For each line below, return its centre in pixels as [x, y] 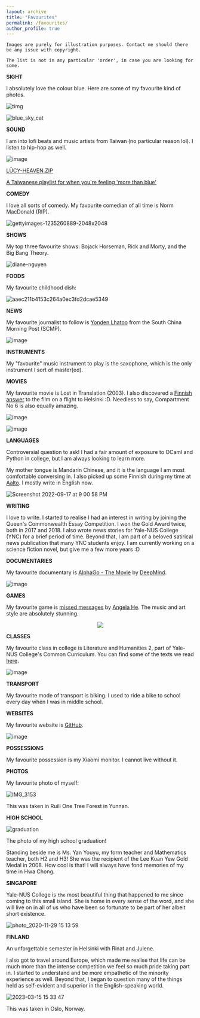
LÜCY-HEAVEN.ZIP [30, 170]
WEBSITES [20, 714]
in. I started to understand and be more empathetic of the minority [87, 973]
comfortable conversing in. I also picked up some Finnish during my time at [99, 477]
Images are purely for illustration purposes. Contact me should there [97, 45]
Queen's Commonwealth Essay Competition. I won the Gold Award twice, [96, 524]
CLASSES [19, 636]
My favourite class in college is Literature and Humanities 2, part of [89, 648]
